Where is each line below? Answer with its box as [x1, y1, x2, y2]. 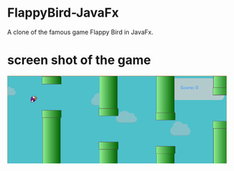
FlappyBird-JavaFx [7, 5, 119, 21]
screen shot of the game [7, 52, 151, 68]
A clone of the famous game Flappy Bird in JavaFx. [7, 28, 154, 36]
